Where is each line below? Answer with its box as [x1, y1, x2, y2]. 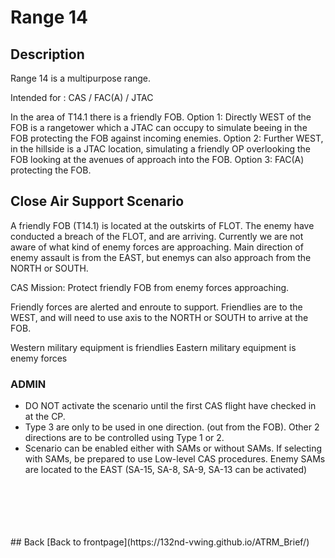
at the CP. [24, 411, 66, 423]
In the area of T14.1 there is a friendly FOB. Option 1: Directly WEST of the [10, 111, 312, 123]
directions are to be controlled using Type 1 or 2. [24, 432, 225, 444]
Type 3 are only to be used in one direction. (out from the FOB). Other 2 [24, 421, 320, 433]
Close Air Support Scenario [10, 193, 185, 210]
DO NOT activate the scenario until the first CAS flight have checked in [24, 400, 317, 412]
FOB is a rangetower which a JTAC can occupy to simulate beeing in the [10, 122, 308, 133]
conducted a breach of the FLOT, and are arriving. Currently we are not [10, 230, 304, 242]
